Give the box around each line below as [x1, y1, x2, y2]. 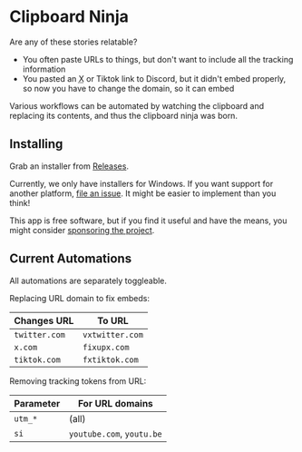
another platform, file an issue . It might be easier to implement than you [9, 188, 277, 199]
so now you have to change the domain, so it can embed [22, 83, 235, 93]
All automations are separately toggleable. [9, 275, 168, 286]
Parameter [14, 397, 61, 409]
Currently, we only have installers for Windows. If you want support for [9, 178, 274, 189]
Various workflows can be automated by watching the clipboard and [9, 100, 265, 111]
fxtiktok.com [83, 354, 139, 365]
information [22, 64, 66, 74]
